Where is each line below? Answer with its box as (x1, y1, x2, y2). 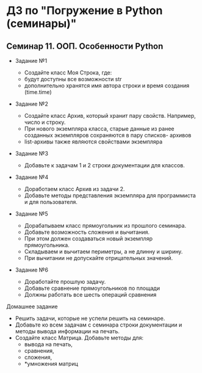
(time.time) (24, 89, 52, 95)
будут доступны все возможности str (24, 76, 122, 82)
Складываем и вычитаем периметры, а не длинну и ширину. (24, 248, 183, 255)
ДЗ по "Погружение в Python (6, 4, 163, 18)
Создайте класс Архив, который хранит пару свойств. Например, (24, 112, 197, 119)
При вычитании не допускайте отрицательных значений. (24, 255, 173, 261)
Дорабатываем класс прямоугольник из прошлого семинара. (24, 222, 187, 229)
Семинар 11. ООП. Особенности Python (6, 41, 164, 51)
